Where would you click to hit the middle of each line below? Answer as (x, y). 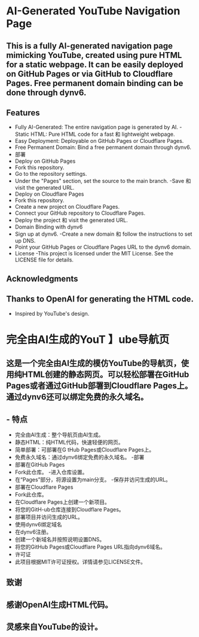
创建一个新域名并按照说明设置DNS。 (60, 539)
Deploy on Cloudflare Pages (49, 194)
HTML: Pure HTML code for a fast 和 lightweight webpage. (103, 134)
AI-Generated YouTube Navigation (93, 11)
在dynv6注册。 (33, 532)
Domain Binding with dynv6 (49, 227)
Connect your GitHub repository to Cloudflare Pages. (80, 213)
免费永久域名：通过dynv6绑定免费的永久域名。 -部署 (79, 457)
